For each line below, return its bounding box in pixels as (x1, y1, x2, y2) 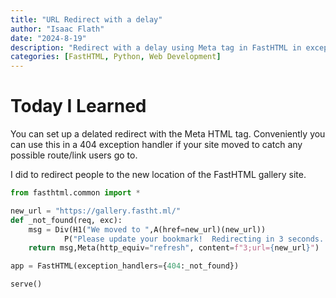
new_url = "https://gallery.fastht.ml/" (10, 206, 182, 216)
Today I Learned (10, 95, 147, 118)
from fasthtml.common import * (10, 188, 141, 198)
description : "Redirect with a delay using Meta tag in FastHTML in (10, 42, 302, 53)
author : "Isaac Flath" (10, 24, 105, 34)
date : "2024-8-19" (10, 33, 87, 43)
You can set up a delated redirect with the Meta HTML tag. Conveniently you (10, 128, 326, 140)
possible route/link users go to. (10, 149, 138, 161)
